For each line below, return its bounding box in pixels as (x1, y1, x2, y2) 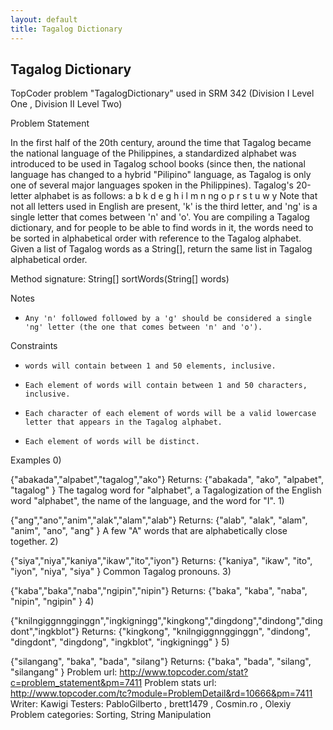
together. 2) (10, 536, 59, 548)
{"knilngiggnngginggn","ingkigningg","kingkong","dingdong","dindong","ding (10, 615, 323, 627)
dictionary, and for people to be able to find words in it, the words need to (10, 222, 314, 234)
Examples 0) (10, 454, 62, 466)
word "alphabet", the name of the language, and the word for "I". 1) (10, 495, 285, 507)
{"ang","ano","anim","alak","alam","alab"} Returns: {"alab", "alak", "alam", (10, 514, 308, 526)
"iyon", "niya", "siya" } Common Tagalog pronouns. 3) (10, 566, 232, 578)
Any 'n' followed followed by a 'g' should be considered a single (24, 314, 312, 324)
